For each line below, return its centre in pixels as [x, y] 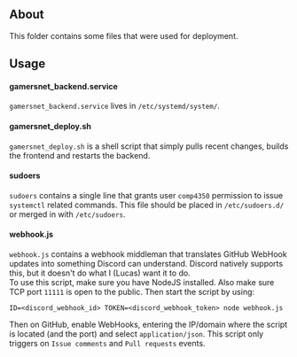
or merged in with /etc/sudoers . [67, 214]
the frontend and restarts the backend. [80, 155]
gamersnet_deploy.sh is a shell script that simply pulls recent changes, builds [149, 146]
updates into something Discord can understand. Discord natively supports [146, 264]
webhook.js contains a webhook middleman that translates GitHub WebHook [148, 254]
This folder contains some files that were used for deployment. [124, 35]
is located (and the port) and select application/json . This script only [137, 334]
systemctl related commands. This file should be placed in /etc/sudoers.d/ [147, 205]
